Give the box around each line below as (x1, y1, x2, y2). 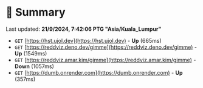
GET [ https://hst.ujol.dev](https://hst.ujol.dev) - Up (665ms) (14, 37, 162, 44)
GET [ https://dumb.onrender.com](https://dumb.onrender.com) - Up (14, 69, 183, 76)
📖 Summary (5, 5, 66, 19)
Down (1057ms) (14, 63, 54, 70)
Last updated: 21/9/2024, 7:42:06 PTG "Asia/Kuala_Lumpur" (5, 25, 162, 33)
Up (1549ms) (14, 49, 47, 57)
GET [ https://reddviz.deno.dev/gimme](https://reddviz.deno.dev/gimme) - (14, 43, 198, 51)
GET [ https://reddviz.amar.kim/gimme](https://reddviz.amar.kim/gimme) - (14, 56, 196, 63)
